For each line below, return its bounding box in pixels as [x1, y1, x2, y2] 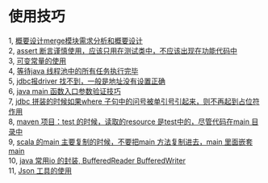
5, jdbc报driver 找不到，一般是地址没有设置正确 [8, 76, 165, 86]
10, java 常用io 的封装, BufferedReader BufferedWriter [8, 155, 186, 165]
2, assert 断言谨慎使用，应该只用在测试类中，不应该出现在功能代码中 [8, 45, 238, 55]
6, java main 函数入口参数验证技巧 [8, 86, 121, 96]
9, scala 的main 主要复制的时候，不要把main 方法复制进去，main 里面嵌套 [8, 137, 253, 147]
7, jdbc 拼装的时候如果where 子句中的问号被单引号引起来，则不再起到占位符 [8, 96, 260, 106]
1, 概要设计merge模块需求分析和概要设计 [8, 36, 143, 45]
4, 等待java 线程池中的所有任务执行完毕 [8, 66, 139, 75]
